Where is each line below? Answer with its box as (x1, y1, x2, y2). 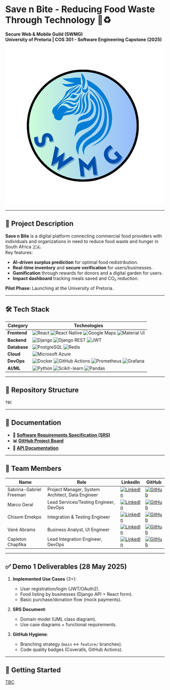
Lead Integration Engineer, (47, 536, 103, 542)
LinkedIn (121, 479, 140, 485)
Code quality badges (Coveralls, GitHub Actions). (20, 646, 123, 653)
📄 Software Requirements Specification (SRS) (12, 432, 110, 438)
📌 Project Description (5, 219, 74, 228)
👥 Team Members (5, 464, 62, 473)
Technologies (74, 322, 104, 329)
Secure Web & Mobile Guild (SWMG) (5, 31, 83, 37)
